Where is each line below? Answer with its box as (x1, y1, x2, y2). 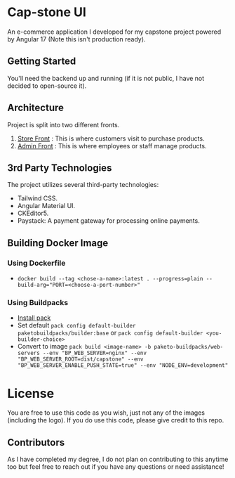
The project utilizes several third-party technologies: (7, 181, 159, 189)
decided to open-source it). (7, 82, 87, 90)
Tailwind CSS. (17, 194, 58, 202)
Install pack (17, 314, 51, 322)
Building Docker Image (7, 237, 109, 249)
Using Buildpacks (7, 297, 69, 307)
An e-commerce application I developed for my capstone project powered (7, 27, 222, 36)
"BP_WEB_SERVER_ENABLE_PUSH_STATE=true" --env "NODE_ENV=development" (17, 362, 229, 369)
